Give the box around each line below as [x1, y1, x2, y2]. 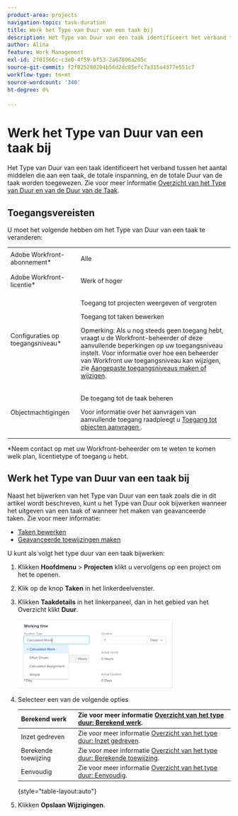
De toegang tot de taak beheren [80, 393, 174, 402]
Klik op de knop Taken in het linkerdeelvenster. [17, 583, 155, 592]
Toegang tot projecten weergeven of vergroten [80, 298, 217, 308]
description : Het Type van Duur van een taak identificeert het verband [7, 34, 227, 41]
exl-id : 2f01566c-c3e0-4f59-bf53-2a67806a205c [7, 57, 147, 64]
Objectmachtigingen [10, 408, 70, 416]
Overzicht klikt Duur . [17, 605, 79, 613]
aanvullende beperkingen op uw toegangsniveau [80, 341, 223, 350]
